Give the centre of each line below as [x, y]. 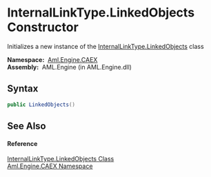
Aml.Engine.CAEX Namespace [50, 166]
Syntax [23, 88]
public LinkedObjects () [41, 105]
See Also [27, 126]
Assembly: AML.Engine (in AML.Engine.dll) [70, 67]
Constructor [43, 27]
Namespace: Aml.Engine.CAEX [52, 59]
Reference [22, 143]
